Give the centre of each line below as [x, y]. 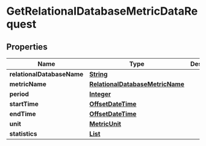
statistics [23, 134]
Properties [27, 47]
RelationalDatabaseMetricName [137, 84]
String [98, 74]
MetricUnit [105, 124]
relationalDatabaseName [47, 74]
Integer [100, 94]
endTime [23, 114]
